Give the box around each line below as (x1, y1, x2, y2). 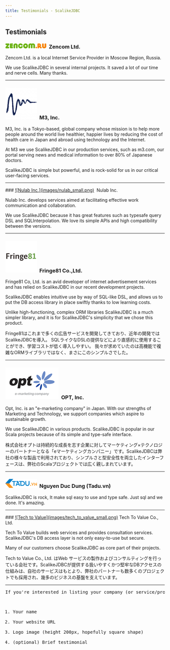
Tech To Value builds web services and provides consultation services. (5, 529, 153, 536)
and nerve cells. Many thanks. (5, 70, 68, 76)
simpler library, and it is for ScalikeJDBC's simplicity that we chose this (5, 314, 153, 320)
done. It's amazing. (5, 500, 46, 506)
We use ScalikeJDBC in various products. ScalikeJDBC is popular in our (5, 426, 155, 432)
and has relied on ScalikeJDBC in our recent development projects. (5, 284, 145, 290)
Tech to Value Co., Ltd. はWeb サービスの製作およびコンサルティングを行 (5, 555, 157, 561)
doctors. (5, 157, 23, 163)
